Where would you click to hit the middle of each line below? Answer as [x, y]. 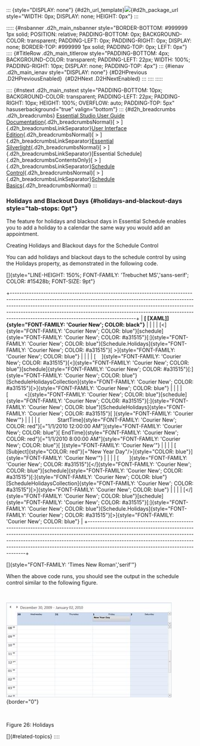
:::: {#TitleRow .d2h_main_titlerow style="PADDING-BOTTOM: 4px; [88, 53]
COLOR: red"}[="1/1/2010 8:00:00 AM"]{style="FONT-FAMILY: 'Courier [93, 439]
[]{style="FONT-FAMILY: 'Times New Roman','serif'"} [71, 565]
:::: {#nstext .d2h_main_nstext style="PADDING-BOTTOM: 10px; [84, 90]
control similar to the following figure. [52, 583]
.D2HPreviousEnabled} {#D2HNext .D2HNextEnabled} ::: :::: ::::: [84, 79]
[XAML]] [158, 318]
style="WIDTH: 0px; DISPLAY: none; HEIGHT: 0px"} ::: [73, 16]
